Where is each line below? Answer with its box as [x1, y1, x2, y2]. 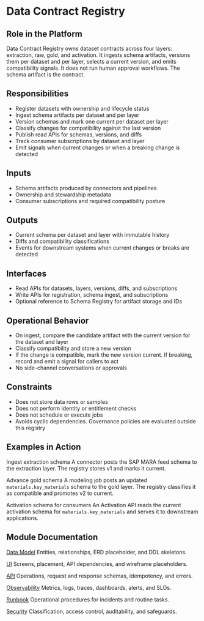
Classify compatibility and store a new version [15, 344, 131, 352]
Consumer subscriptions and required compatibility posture [15, 197, 166, 204]
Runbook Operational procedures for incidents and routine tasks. [6, 595, 170, 603]
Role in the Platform [6, 29, 82, 39]
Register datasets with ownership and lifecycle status [15, 105, 150, 112]
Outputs [6, 215, 38, 226]
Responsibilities [6, 89, 69, 99]
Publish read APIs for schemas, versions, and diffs [15, 130, 142, 138]
